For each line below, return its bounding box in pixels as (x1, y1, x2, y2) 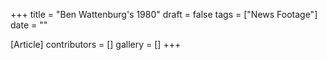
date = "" (10, 19, 48, 31)
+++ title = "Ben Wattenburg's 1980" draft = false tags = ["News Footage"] (10, 9, 318, 20)
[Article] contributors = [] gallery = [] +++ (10, 39, 182, 50)
